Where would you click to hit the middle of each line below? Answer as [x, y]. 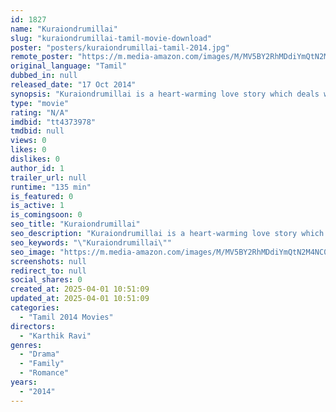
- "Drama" [39, 354]
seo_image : [33, 252]
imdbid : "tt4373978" [53, 122]
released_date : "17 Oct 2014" [73, 85]
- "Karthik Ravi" [55, 336]
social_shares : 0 [46, 280]
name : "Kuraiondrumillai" [64, 29]
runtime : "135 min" [51, 187]
